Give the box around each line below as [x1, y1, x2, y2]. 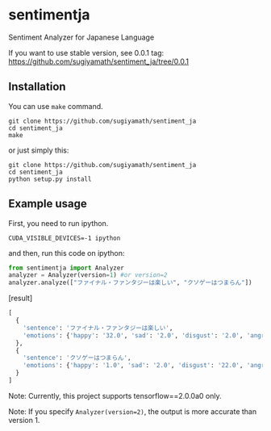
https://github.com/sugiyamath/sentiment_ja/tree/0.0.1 [8, 56, 190, 66]
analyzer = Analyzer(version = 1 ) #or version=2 [8, 271, 168, 279]
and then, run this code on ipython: [8, 248, 125, 257]
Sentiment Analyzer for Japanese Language [8, 32, 155, 42]
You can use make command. [8, 101, 103, 111]
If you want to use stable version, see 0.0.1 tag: [8, 48, 165, 57]
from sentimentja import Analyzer [8, 264, 125, 272]
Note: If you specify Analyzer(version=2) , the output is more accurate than [8, 406, 257, 416]
